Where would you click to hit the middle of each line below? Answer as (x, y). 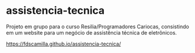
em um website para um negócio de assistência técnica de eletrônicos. (91, 32)
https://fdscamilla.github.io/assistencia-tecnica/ (64, 44)
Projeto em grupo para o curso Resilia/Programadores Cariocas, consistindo (98, 26)
